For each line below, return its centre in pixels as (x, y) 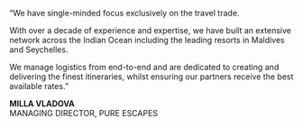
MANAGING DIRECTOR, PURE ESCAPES (84, 113)
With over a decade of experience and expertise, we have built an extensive (150, 30)
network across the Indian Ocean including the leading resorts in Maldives (147, 40)
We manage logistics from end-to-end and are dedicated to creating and (144, 67)
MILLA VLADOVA (42, 104)
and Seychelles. (39, 50)
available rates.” (39, 86)
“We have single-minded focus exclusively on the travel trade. (124, 13)
